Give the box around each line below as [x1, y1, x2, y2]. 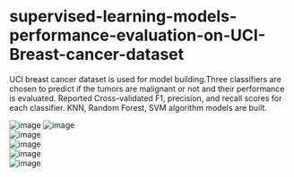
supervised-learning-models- [9, 6, 238, 27]
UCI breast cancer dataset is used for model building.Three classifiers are [9, 73, 282, 84]
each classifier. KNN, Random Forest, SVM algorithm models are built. [9, 102, 267, 113]
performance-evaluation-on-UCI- [9, 25, 266, 46]
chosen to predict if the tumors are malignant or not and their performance [9, 83, 285, 94]
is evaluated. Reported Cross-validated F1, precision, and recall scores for [9, 92, 282, 104]
